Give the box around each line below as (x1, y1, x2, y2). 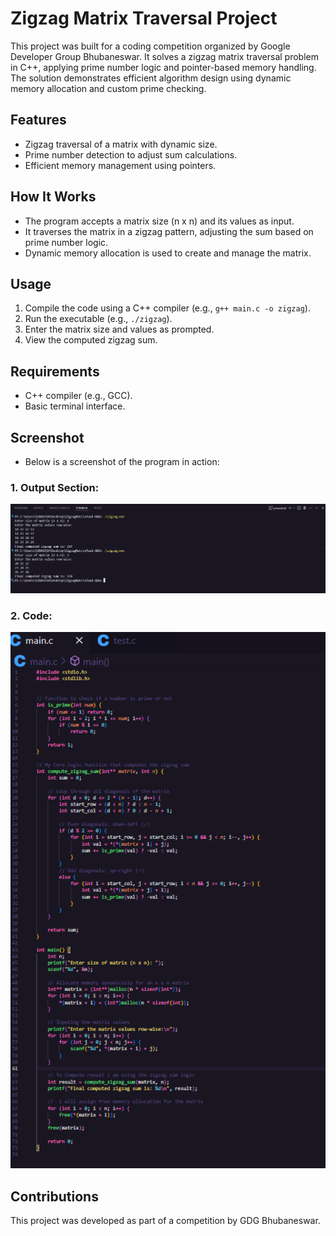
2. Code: (10, 608, 53, 622)
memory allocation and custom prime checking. (10, 82, 207, 94)
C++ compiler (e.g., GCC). (24, 390, 133, 402)
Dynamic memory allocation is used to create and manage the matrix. (24, 247, 312, 259)
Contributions (10, 1188, 99, 1205)
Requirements (10, 363, 100, 380)
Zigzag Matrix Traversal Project (10, 7, 278, 30)
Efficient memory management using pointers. (24, 159, 217, 171)
